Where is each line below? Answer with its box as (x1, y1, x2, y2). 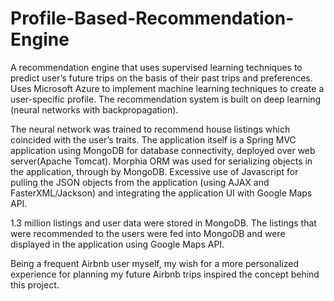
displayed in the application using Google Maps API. (10, 238, 225, 250)
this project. (10, 278, 60, 291)
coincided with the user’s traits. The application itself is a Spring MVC (10, 133, 297, 146)
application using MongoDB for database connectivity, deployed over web (10, 144, 316, 156)
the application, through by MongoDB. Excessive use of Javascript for (10, 165, 299, 177)
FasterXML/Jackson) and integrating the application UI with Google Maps (10, 187, 313, 199)
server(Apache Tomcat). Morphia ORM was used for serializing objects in (10, 155, 313, 167)
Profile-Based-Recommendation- (10, 7, 295, 30)
